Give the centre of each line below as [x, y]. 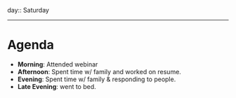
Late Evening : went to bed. [57, 86]
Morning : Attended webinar [58, 64]
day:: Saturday [28, 10]
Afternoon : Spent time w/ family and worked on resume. [99, 71]
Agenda [31, 45]
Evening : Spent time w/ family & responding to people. [97, 79]
